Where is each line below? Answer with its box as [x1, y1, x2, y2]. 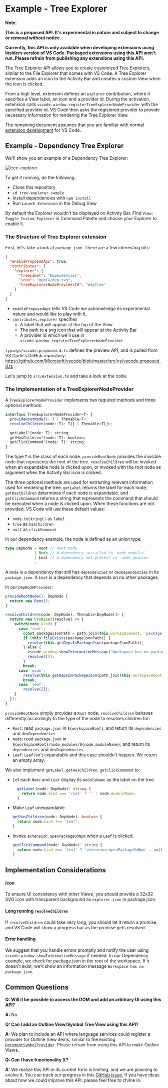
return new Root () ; [9, 599, 50, 604]
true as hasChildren [12, 521, 54, 527]
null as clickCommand [12, 526, 56, 533]
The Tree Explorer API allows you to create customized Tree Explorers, [5, 65, 151, 71]
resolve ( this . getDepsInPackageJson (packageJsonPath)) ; [27, 640, 144, 645]
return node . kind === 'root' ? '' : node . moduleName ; [21, 791, 136, 796]
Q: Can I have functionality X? [5, 1056, 68, 1063]
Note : [5, 20, 17, 26]
